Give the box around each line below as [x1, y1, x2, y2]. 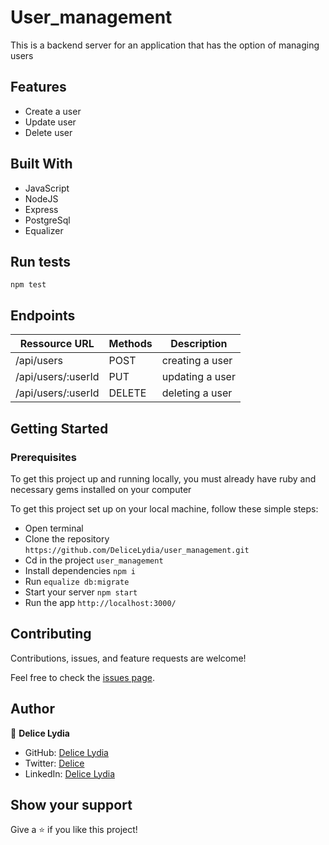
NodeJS [24, 192, 59, 205]
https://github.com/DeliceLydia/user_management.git [24, 545, 250, 555]
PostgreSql [24, 214, 71, 226]
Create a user [24, 105, 82, 117]
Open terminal [24, 522, 84, 534]
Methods [108, 337, 153, 351]
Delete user [24, 126, 73, 138]
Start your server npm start [24, 586, 138, 598]
